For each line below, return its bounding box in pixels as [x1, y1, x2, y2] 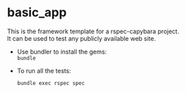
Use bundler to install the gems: [16, 48, 107, 56]
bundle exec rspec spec [16, 79, 85, 86]
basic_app [7, 5, 67, 20]
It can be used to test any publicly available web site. [7, 34, 156, 42]
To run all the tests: [16, 67, 72, 75]
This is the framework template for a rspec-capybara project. [7, 27, 180, 35]
